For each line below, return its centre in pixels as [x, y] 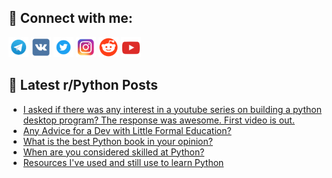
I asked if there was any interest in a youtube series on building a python [172, 109]
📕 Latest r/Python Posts [83, 85]
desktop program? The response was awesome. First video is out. [158, 120]
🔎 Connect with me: [70, 18]
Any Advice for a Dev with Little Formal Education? [127, 130]
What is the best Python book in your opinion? [117, 141]
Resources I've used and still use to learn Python [123, 162]
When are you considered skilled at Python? [113, 152]
